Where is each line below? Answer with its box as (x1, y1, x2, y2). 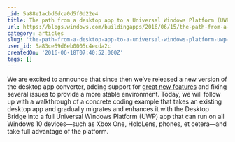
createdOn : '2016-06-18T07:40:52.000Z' (7, 50, 124, 57)
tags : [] (7, 56, 33, 63)
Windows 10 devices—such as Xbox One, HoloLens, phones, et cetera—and (7, 120, 227, 128)
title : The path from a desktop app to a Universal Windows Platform (7, 17, 215, 24)
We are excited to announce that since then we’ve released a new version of (7, 75, 227, 83)
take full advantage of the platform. (7, 127, 109, 135)
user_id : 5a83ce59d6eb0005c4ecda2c (7, 43, 111, 50)
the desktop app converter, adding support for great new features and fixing (7, 82, 227, 91)
